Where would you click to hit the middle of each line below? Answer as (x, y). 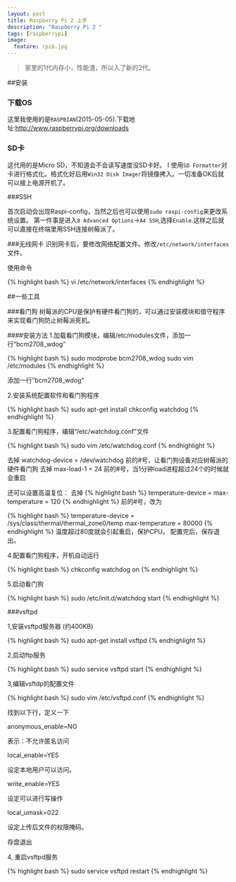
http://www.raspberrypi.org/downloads (72, 128)
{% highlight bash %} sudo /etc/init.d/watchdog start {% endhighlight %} (113, 598)
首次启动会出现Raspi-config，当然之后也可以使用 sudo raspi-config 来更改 (114, 211)
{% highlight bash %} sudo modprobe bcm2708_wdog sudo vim (100, 358)
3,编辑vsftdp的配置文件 (41, 683)
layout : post (26, 14)
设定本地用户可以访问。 (41, 769)
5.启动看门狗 (25, 584)
